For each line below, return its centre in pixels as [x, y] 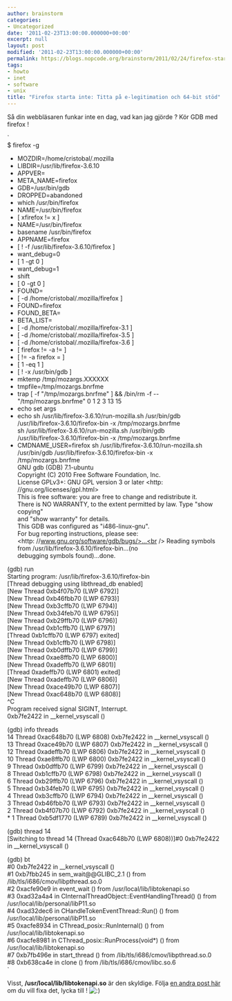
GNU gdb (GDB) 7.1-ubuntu [56, 467]
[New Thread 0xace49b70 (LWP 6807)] [64, 687]
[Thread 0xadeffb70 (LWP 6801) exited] [64, 672]
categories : [24, 20]
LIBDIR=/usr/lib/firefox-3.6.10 [58, 166]
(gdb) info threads [33, 730]
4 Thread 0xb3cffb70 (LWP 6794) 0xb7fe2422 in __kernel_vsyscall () [105, 796]
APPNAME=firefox [43, 239]
